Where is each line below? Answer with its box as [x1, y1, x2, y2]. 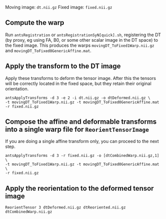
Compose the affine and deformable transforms [5, 118, 157, 126]
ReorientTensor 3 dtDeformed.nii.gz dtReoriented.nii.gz [5, 205, 126, 210]
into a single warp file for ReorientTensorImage [5, 125, 149, 134]
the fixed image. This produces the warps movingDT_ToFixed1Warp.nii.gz [5, 42, 155, 48]
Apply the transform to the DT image [5, 62, 121, 71]
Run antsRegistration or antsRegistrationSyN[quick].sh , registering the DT [5, 32, 161, 38]
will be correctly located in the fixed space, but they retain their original [5, 80, 152, 86]
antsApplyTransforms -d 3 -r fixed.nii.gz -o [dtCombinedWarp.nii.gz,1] [5, 153, 160, 158]
